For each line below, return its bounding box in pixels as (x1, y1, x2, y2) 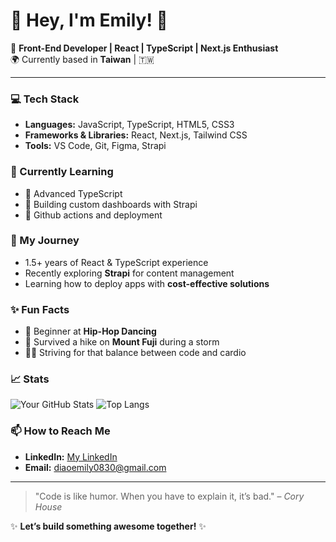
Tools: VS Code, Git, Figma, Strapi (24, 140, 167, 152)
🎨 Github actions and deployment (24, 209, 163, 221)
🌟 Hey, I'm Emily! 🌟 (10, 9, 168, 32)
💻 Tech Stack (10, 92, 80, 106)
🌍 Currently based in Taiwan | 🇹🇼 (10, 53, 155, 65)
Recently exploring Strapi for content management (24, 267, 235, 279)
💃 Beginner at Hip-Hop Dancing (24, 325, 157, 338)
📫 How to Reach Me (10, 424, 111, 438)
